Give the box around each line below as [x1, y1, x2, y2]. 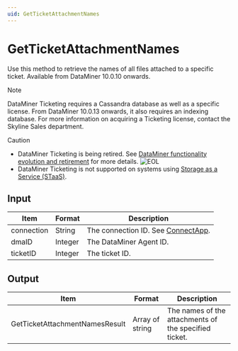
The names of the [166, 306, 226, 316]
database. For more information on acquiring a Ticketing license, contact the [7, 114, 231, 123]
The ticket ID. [86, 249, 131, 259]
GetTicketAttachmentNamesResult [11, 319, 126, 329]
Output [7, 272, 39, 284]
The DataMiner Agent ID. [86, 237, 169, 247]
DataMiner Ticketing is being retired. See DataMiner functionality [17, 150, 208, 158]
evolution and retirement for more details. [17, 157, 139, 165]
